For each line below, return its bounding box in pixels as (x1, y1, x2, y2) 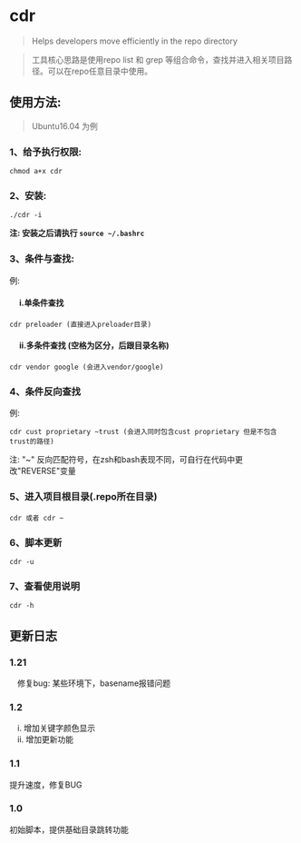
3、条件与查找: (9, 253, 75, 265)
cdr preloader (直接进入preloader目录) (9, 320, 152, 329)
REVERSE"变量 (21, 465, 76, 477)
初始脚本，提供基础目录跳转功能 (9, 824, 129, 835)
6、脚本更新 (9, 536, 63, 549)
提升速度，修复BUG (9, 779, 83, 790)
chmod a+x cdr (9, 167, 63, 176)
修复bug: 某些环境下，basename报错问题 (17, 678, 171, 689)
